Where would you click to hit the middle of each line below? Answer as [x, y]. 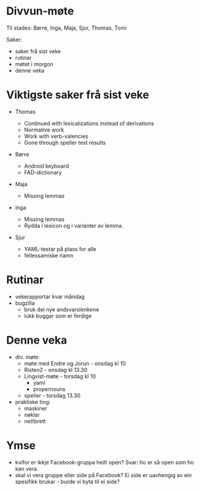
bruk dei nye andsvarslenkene [62, 309]
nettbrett [35, 421]
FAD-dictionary [43, 172]
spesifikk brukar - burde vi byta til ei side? [67, 481]
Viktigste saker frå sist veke [78, 95]
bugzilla [25, 303]
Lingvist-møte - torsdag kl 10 [60, 376]
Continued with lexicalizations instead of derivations [89, 123]
